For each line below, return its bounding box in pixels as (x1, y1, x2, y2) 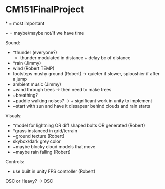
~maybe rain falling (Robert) (12, 149, 71, 155)
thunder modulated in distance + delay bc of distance (20, 54, 131, 61)
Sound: (5, 39, 20, 46)
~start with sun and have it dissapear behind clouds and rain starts (12, 103, 150, 109)
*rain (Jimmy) (12, 60, 41, 66)
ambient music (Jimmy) (12, 81, 61, 87)
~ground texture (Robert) (12, 133, 65, 139)
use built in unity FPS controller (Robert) (12, 168, 96, 174)
